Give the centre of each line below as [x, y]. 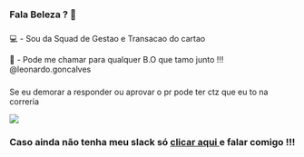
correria [24, 101]
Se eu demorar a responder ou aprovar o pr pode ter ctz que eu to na [139, 92]
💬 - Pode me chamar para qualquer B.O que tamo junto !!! [117, 59]
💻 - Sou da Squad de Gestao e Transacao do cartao [108, 38]
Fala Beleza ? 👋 [43, 15]
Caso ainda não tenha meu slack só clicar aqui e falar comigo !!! [152, 142]
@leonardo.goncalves [50, 69]
